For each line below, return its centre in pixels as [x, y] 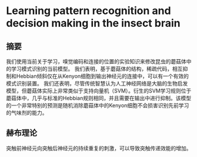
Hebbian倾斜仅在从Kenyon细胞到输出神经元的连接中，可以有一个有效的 [103, 76]
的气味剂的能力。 [27, 113]
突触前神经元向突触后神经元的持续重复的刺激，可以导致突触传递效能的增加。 [99, 148]
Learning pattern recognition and [89, 11]
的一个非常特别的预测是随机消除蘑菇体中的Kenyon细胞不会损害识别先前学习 [98, 105]
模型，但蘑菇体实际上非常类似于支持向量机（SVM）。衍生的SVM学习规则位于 [99, 91]
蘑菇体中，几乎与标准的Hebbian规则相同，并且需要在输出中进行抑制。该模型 [99, 98]
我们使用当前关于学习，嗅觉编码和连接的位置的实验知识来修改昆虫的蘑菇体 [96, 62]
